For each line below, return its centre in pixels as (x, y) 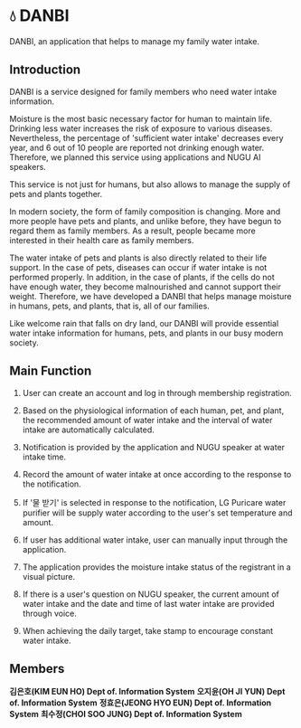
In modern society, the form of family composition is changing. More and (145, 211)
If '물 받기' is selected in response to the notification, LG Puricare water (154, 502)
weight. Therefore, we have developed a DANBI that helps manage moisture (150, 296)
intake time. (44, 457)
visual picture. (48, 576)
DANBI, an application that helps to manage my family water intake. (135, 41)
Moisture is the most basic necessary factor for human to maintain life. (141, 118)
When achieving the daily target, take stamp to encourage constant (148, 630)
